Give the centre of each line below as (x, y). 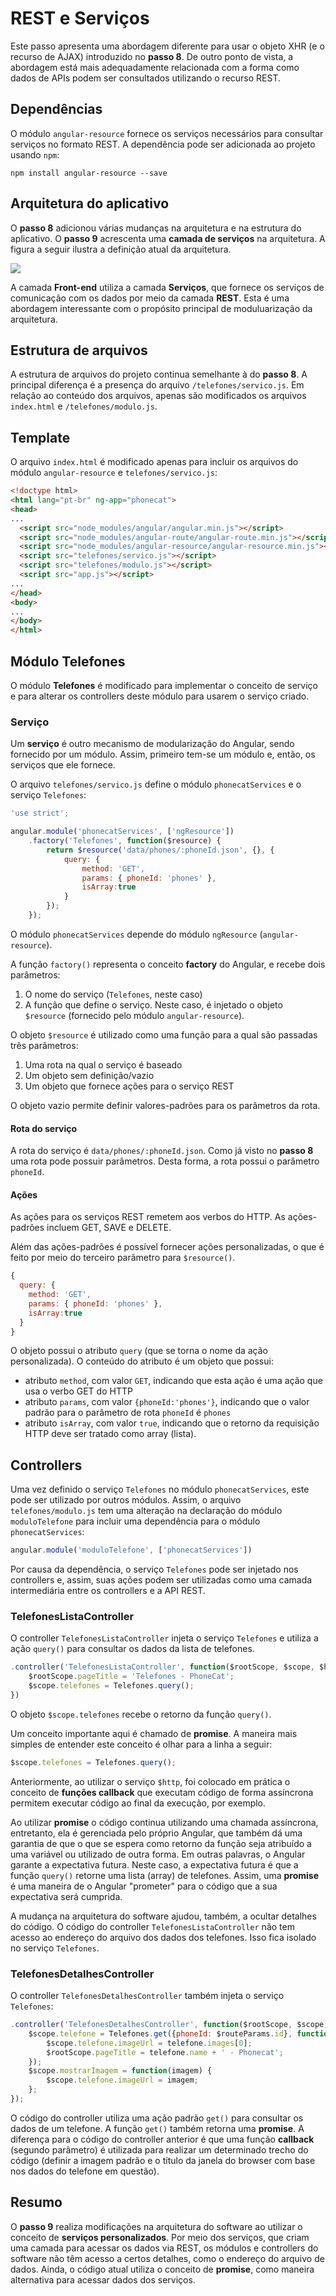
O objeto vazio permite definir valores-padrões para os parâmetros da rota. (165, 1105)
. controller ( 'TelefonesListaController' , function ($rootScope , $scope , (162, 1667)
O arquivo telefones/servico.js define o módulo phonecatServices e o (156, 784)
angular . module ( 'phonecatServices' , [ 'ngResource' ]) (122, 832)
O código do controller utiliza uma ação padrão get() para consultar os (157, 2118)
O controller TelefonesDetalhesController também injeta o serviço (147, 1996)
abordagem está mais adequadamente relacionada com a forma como (155, 67)
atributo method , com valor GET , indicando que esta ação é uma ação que (173, 1381)
